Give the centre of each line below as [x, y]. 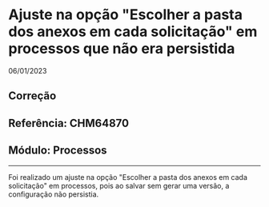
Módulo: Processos [58, 151]
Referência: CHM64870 [69, 123]
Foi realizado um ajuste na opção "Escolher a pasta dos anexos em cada [128, 177]
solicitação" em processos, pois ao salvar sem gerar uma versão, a [119, 185]
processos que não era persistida [122, 49]
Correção [32, 96]
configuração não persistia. [54, 194]
